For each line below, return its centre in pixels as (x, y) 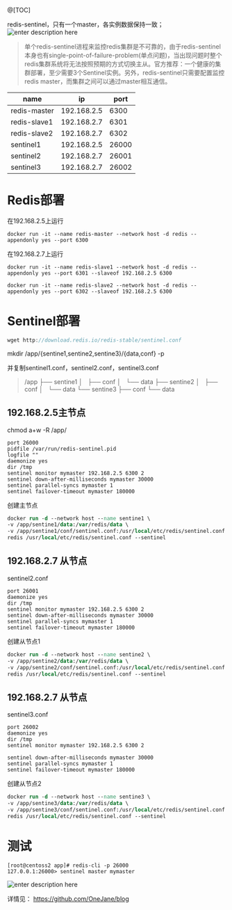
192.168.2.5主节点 (47, 413)
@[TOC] (19, 10)
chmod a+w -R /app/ (37, 430)
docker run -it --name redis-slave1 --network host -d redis (98, 267)
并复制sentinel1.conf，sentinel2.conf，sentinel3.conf (83, 367)
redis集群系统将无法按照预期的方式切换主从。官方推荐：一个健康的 (119, 64)
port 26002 (23, 727)
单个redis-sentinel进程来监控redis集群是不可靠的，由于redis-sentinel (122, 47)
